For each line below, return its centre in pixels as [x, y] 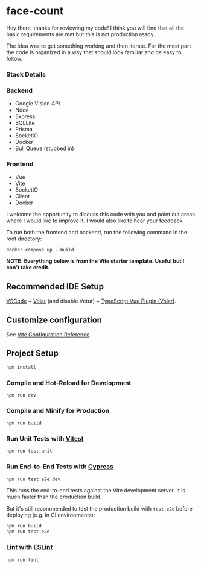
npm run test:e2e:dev [33, 479]
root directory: [24, 239]
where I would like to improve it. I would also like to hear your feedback [94, 221]
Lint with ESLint [30, 547]
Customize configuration [54, 320]
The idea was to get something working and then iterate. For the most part [99, 46]
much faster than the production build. [54, 497]
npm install [21, 367]
